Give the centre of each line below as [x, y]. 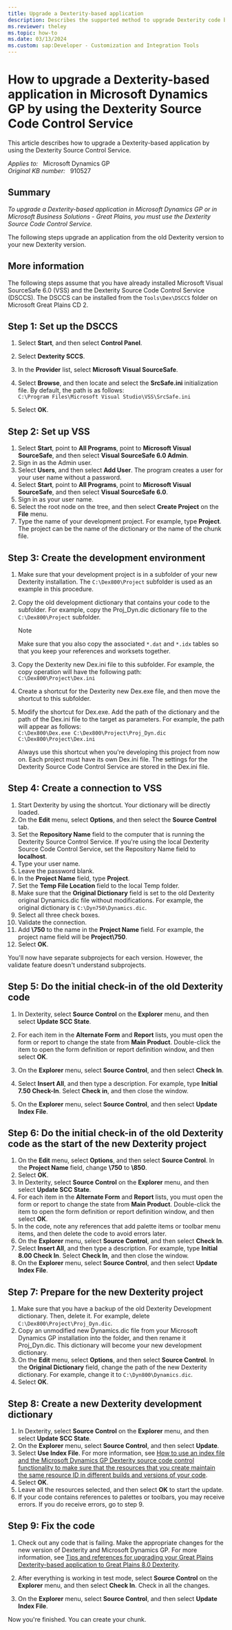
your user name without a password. [70, 477]
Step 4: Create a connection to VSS [85, 788]
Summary [29, 193]
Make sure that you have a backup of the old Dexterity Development [115, 1309]
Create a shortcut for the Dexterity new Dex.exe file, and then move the [119, 691]
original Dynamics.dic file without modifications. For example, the [110, 900]
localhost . [32, 856]
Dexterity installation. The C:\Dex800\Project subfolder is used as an [115, 582]
